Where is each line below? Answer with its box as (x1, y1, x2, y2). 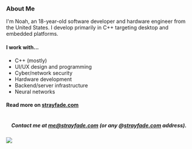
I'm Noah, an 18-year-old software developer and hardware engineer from (6, 18, 186, 25)
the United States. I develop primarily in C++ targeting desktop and (6, 24, 169, 31)
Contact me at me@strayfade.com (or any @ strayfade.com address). (11, 122, 187, 129)
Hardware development (14, 76, 72, 83)
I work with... (6, 43, 39, 50)
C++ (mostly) (14, 57, 47, 64)
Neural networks (14, 88, 55, 95)
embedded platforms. (6, 31, 59, 38)
